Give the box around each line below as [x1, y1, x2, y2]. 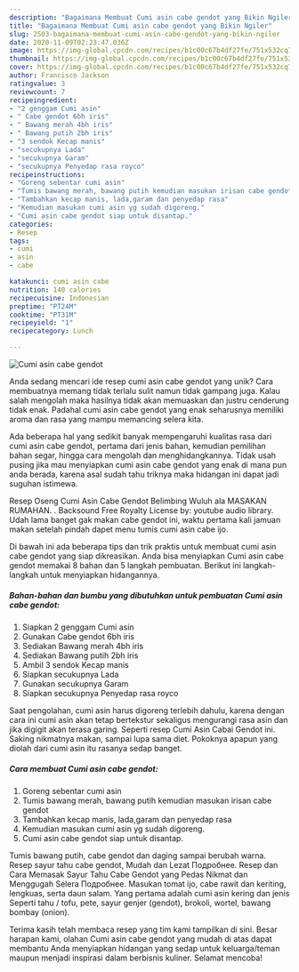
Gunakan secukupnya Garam [21, 678, 129, 689]
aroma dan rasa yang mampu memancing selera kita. [9, 414, 204, 424]
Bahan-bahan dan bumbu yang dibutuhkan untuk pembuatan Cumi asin [9, 590, 283, 600]
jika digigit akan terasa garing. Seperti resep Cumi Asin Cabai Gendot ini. [9, 724, 276, 735]
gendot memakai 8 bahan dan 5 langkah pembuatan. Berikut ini [9, 560, 242, 570]
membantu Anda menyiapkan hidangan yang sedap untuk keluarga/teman [9, 943, 280, 953]
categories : [9, 220, 53, 229]
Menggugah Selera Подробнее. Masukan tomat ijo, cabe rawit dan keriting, [9, 878, 287, 889]
